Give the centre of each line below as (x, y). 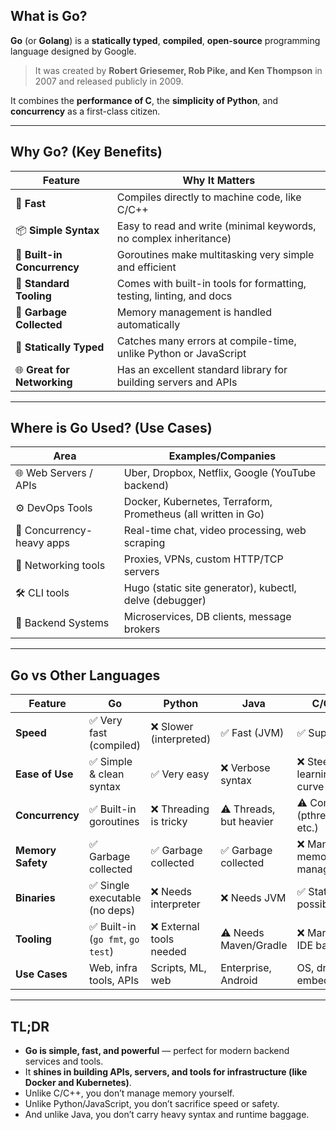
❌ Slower (172, 727)
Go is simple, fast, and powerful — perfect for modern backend (157, 1051)
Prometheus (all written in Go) (194, 514)
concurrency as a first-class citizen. (85, 111)
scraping (144, 543)
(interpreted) (181, 739)
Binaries (35, 898)
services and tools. (64, 1061)
